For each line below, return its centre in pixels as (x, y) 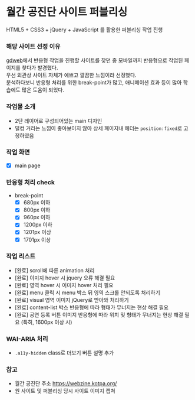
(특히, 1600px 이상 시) (47, 322)
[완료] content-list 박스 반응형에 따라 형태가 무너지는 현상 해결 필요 (92, 307)
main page (27, 165)
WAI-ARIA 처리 (27, 339)
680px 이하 (37, 203)
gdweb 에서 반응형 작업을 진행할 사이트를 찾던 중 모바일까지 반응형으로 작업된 (95, 60)
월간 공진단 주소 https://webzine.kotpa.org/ (66, 383)
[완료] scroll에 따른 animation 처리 (54, 270)
